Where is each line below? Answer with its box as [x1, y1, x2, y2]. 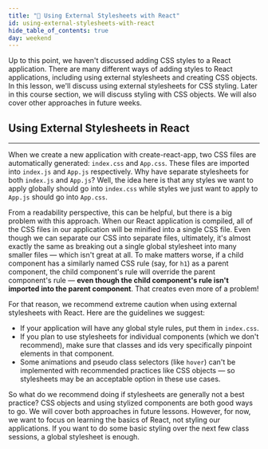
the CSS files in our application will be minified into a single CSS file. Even [8, 225, 251, 234]
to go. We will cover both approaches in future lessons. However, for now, [8, 407, 251, 416]
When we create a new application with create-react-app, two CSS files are [8, 150, 257, 160]
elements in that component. [19, 349, 114, 359]
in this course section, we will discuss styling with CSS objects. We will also [8, 89, 257, 100]
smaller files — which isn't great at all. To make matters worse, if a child [8, 250, 244, 260]
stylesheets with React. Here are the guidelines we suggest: [8, 308, 206, 317]
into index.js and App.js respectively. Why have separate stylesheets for [8, 167, 249, 176]
